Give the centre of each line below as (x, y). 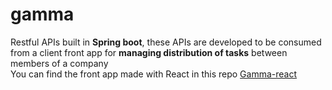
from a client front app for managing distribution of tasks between (149, 52)
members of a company (59, 63)
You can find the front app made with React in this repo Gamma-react (154, 74)
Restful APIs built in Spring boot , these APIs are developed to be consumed (166, 42)
